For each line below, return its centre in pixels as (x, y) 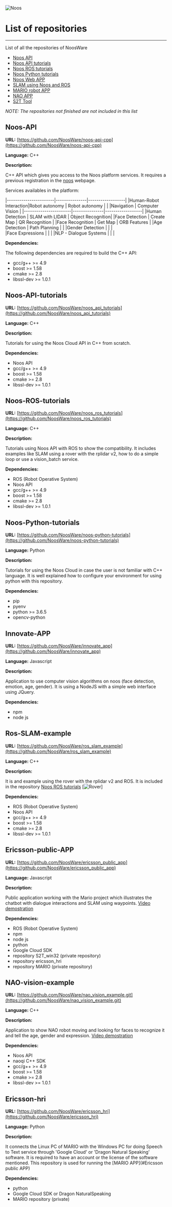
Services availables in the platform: (42, 190)
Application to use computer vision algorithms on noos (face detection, (80, 681)
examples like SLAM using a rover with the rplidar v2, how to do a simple (82, 454)
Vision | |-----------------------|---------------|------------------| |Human (83, 211)
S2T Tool (22, 101)
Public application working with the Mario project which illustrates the (79, 898)
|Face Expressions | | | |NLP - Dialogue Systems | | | (60, 233)
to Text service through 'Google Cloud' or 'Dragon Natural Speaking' (78, 1152)
